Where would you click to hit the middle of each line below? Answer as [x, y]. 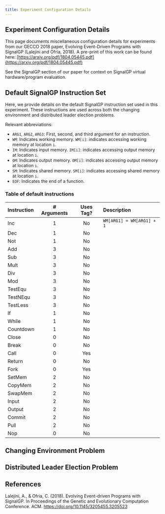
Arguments [55, 213]
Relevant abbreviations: [29, 125]
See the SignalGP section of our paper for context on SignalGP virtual [75, 72]
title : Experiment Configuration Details [48, 10]
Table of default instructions [40, 194]
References [23, 484]
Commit [17, 417]
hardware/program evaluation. [36, 77]
